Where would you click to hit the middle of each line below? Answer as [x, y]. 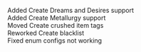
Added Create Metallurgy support [57, 18]
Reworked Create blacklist [46, 33]
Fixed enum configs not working [54, 41]
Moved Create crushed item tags [56, 25]
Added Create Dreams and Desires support [70, 10]
